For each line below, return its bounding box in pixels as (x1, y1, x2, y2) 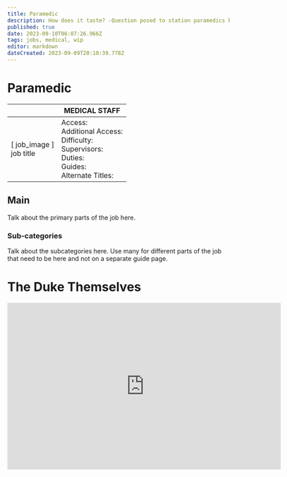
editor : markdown (7, 43, 59, 50)
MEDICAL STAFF (63, 105, 121, 115)
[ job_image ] (11, 139, 55, 149)
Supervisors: (61, 144, 104, 154)
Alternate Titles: (61, 170, 114, 180)
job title (11, 148, 36, 158)
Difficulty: (61, 135, 94, 145)
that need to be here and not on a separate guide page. (7, 254, 168, 262)
